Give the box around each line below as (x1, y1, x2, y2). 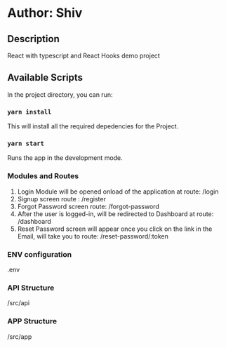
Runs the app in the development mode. (7, 154, 123, 162)
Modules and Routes (7, 171, 79, 181)
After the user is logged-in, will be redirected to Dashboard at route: (17, 209, 214, 218)
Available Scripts (7, 72, 83, 83)
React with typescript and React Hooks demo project (7, 51, 160, 60)
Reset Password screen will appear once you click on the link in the (17, 225, 213, 233)
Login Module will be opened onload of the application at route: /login (17, 187, 219, 196)
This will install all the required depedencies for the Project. (7, 122, 179, 130)
